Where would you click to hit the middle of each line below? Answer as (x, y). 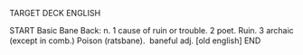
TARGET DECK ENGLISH (55, 13)
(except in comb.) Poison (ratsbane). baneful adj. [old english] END (135, 41)
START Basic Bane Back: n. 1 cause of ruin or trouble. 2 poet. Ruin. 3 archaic (151, 30)
